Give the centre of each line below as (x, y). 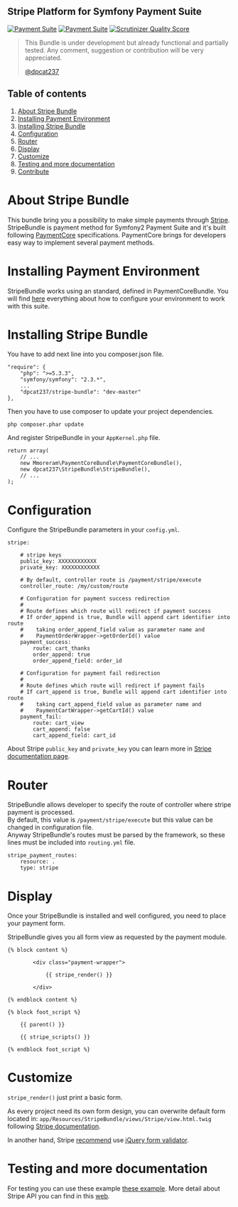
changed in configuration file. (50, 827)
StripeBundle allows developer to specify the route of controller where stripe (119, 805)
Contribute (33, 171)
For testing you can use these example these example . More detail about (114, 1189)
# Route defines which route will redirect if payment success (116, 611)
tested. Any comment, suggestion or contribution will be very (114, 50)
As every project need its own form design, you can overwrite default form (117, 1111)
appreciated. (43, 58)
